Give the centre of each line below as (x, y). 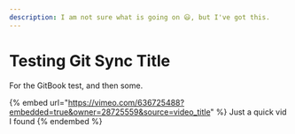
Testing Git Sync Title (90, 60)
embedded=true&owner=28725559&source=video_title (110, 112)
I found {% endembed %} (56, 121)
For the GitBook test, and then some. (76, 86)
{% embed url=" (39, 102)
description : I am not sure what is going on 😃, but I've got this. (140, 17)
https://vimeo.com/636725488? (126, 102)
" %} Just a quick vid (248, 112)
